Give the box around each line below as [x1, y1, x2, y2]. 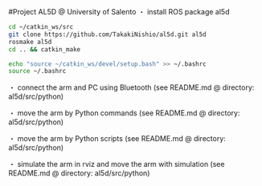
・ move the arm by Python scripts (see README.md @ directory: [8, 134, 227, 144]
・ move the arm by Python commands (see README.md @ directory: [8, 108, 240, 118]
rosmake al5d [8, 38, 52, 46]
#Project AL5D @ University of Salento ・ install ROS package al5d [8, 7, 230, 16]
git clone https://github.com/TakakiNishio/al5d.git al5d [8, 30, 207, 38]
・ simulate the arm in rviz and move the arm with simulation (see [8, 160, 225, 169]
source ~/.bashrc [8, 67, 67, 75]
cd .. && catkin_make [8, 45, 81, 54]
